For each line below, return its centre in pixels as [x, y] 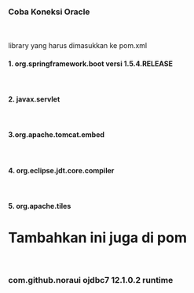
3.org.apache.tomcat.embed [56, 135]
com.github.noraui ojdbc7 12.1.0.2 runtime [91, 280]
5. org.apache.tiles [40, 206]
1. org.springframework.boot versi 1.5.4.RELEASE [90, 63]
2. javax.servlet [34, 99]
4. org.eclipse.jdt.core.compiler [61, 170]
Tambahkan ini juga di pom [97, 237]
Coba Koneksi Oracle [49, 12]
